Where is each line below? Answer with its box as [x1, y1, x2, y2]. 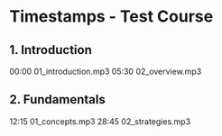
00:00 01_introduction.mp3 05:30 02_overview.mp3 [9, 66, 202, 77]
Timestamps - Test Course [9, 6, 214, 27]
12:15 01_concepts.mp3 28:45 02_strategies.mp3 [9, 115, 191, 127]
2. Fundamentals [9, 92, 106, 107]
